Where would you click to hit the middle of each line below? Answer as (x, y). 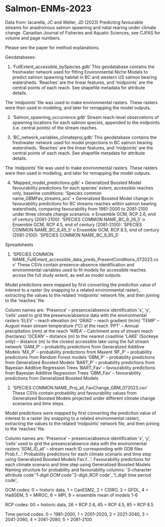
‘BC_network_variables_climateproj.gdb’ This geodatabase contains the (84, 137)
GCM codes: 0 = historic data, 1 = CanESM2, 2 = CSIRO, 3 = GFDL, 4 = (77, 489)
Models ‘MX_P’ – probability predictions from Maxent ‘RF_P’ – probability (79, 352)
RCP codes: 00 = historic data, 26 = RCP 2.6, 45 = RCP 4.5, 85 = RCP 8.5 (79, 504)
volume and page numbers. (33, 38)
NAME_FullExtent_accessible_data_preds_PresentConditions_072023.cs (85, 259)
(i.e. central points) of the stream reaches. (55, 128)
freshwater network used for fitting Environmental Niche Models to (80, 72)
